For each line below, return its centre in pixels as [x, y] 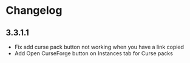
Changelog [34, 10]
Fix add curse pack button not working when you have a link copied [99, 47]
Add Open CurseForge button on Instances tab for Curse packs [94, 53]
